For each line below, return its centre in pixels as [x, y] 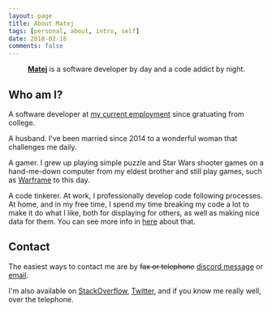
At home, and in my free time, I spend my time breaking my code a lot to [129, 204]
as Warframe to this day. [50, 180]
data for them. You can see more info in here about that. [102, 221]
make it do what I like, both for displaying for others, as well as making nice [134, 212]
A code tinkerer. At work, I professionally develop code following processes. [136, 195]
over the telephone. [41, 299]
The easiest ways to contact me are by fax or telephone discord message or [136, 266]
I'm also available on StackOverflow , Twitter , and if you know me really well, [135, 291]
